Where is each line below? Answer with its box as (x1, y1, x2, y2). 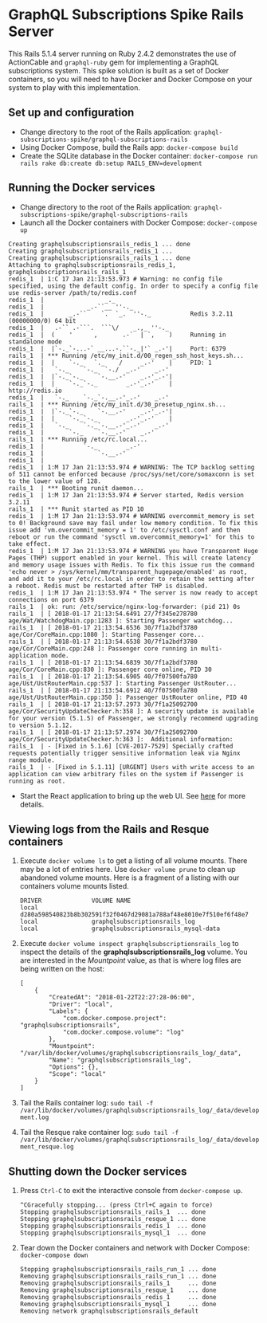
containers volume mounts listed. (19, 881, 129, 891)
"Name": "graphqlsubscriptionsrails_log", (49, 1056, 192, 1065)
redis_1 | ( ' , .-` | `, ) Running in (8, 331, 226, 339)
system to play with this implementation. (8, 82, 141, 92)
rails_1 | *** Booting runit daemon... (8, 484, 145, 492)
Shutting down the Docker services (8, 1164, 187, 1178)
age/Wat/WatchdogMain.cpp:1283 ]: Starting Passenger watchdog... (8, 616, 234, 625)
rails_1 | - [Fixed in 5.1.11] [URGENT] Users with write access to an (8, 763, 255, 771)
